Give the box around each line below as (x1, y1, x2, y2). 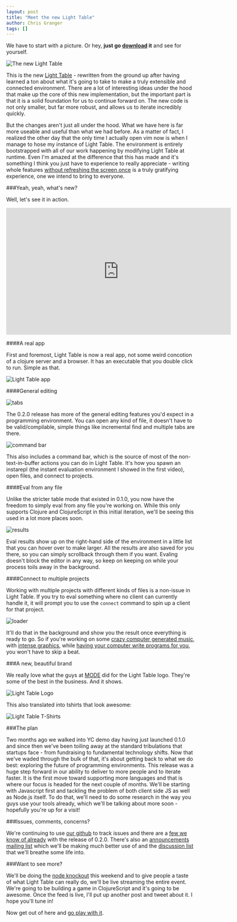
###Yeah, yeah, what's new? (6, 184, 78, 192)
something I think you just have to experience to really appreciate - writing (6, 160, 190, 167)
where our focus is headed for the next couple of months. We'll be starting (6, 781, 190, 788)
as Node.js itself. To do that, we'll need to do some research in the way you (6, 793, 192, 801)
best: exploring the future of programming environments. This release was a (6, 762, 194, 769)
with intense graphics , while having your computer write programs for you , (6, 642, 190, 649)
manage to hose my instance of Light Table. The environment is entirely (6, 141, 183, 148)
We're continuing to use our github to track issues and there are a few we (6, 829, 187, 837)
